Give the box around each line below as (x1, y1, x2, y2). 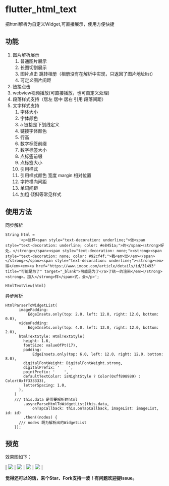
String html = (5, 232, 35, 237)
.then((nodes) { (23, 414, 58, 420)
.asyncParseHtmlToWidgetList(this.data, (23, 401, 109, 406)
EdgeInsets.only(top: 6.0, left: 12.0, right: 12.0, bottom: (32, 352, 164, 357)
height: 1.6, (23, 338, 51, 343)
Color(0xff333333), (5, 378, 46, 384)
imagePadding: (18, 307, 49, 313)
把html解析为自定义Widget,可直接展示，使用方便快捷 (5, 21, 115, 27)
